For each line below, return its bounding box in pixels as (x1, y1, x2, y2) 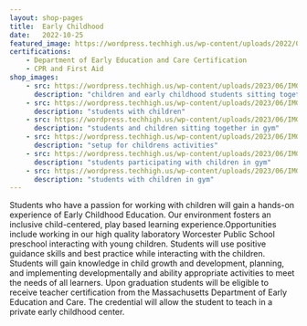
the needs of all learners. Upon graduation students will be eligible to (9, 278, 270, 289)
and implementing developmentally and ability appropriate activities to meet (9, 268, 295, 279)
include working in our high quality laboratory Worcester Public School (9, 229, 276, 240)
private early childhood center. (9, 307, 125, 318)
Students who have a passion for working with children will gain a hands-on (9, 200, 295, 211)
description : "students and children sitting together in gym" (33, 124, 281, 133)
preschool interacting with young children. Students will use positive (9, 238, 267, 249)
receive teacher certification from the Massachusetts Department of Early (9, 287, 288, 298)
